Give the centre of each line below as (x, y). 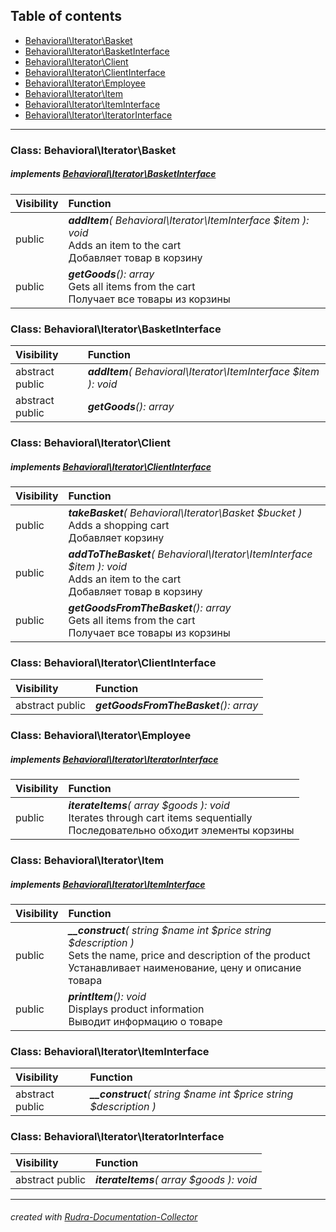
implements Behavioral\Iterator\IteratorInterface (114, 759)
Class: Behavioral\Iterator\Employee (101, 736)
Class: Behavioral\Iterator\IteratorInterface (117, 1137)
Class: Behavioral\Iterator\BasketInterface (116, 329)
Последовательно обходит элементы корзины (181, 831)
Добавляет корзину (116, 537)
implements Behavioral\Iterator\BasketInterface (113, 174)
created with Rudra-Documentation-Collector (104, 1217)
